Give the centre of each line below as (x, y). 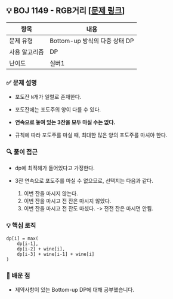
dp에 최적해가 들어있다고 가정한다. (55, 168)
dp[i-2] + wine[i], (41, 249)
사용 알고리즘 (27, 52)
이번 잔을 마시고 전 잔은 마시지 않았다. (67, 201)
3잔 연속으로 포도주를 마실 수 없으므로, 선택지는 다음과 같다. (84, 181)
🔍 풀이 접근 (22, 152)
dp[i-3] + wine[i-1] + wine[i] (56, 254)
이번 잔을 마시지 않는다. (51, 194)
